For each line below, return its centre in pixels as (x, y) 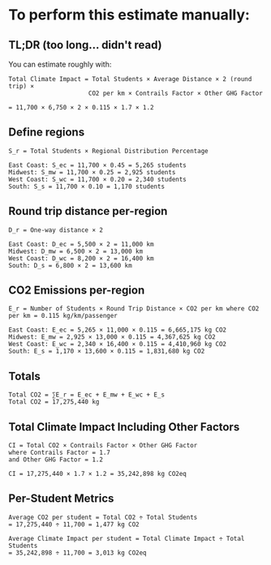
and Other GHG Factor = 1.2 (56, 460)
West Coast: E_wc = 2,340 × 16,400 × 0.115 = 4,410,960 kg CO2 (118, 345)
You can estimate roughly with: (60, 64)
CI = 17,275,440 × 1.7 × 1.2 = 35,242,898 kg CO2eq (97, 474)
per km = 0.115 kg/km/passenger (63, 316)
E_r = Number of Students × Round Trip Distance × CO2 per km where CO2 (134, 309)
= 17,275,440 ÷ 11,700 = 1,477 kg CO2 (74, 524)
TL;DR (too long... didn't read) (85, 45)
